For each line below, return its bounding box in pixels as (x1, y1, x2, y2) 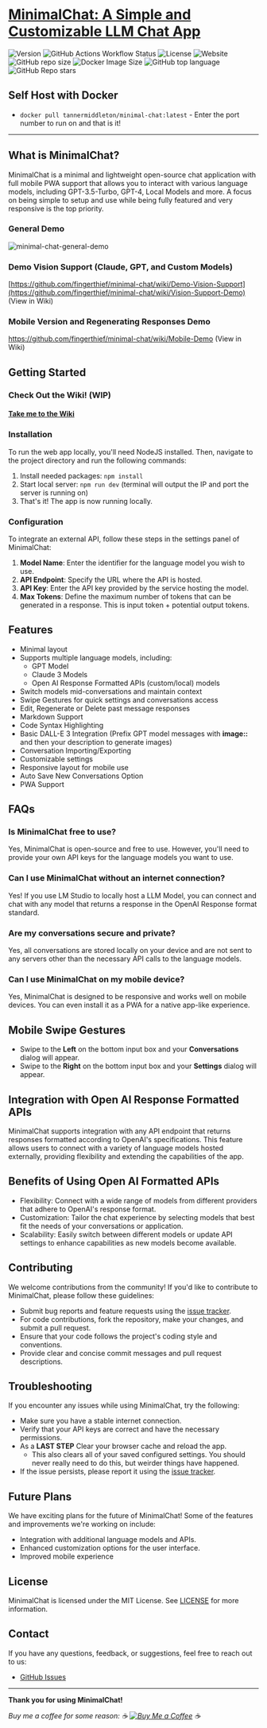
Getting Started (8, 366, 87, 379)
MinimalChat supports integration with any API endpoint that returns (8, 1126, 231, 1136)
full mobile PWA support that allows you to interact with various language (8, 178, 248, 188)
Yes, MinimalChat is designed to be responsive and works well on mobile (8, 992, 247, 1002)
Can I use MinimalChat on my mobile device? (8, 974, 185, 985)
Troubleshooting (8, 1379, 93, 1393)
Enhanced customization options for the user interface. (19, 1544, 200, 1553)
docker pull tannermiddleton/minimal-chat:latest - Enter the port (19, 110, 240, 119)
